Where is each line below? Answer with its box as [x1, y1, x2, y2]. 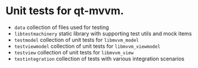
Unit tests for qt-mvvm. [5, 4, 124, 18]
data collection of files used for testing [14, 24, 109, 31]
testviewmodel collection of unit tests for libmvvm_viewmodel [14, 43, 160, 50]
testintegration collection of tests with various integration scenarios [14, 55, 185, 62]
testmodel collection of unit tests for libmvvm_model [14, 36, 140, 43]
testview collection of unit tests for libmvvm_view [14, 48, 134, 56]
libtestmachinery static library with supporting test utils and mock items [14, 30, 192, 37]
